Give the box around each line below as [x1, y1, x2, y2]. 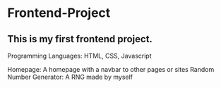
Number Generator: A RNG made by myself [7, 73, 133, 81]
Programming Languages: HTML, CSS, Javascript [7, 51, 152, 60]
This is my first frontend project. [7, 33, 153, 45]
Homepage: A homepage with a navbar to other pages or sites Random [7, 65, 215, 73]
